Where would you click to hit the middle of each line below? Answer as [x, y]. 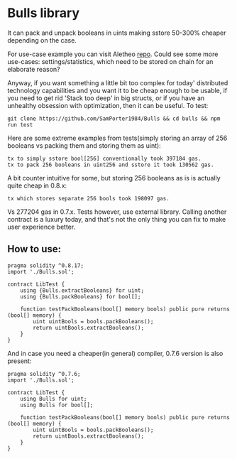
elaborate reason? [34, 69]
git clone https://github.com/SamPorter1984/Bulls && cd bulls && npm [114, 119]
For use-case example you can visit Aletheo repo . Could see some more [113, 54]
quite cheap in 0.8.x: [37, 185]
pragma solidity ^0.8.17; [45, 265]
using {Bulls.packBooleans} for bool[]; [81, 296]
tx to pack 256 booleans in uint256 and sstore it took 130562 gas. [111, 165]
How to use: [34, 249]
